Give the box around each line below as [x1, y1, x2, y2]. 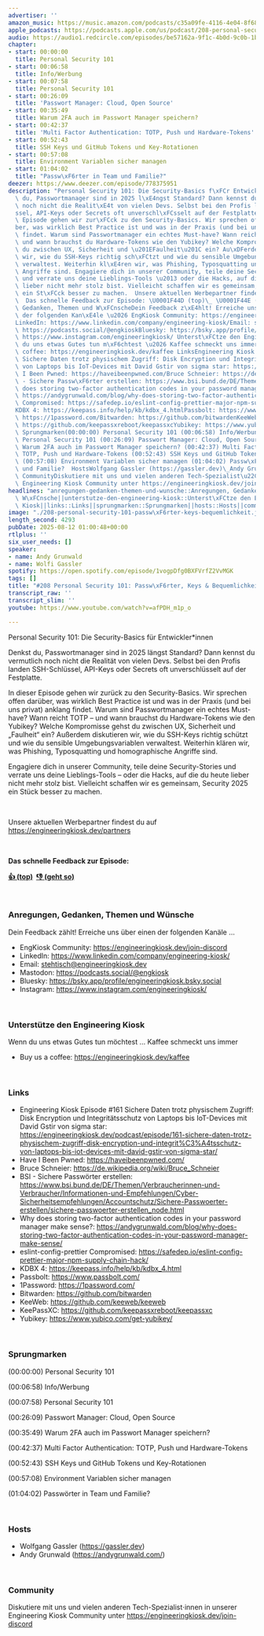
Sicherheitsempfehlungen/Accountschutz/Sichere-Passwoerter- [19, 1197, 229, 1207]
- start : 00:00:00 [8, 48, 68, 56]
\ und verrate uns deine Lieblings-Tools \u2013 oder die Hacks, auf [15, 275, 247, 283]
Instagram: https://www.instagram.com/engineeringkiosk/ [19, 984, 207, 993]
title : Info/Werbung [15, 70, 82, 78]
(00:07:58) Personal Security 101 [8, 1397, 114, 1406]
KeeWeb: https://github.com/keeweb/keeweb [19, 1297, 167, 1306]
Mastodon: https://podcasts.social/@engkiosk [19, 967, 169, 977]
